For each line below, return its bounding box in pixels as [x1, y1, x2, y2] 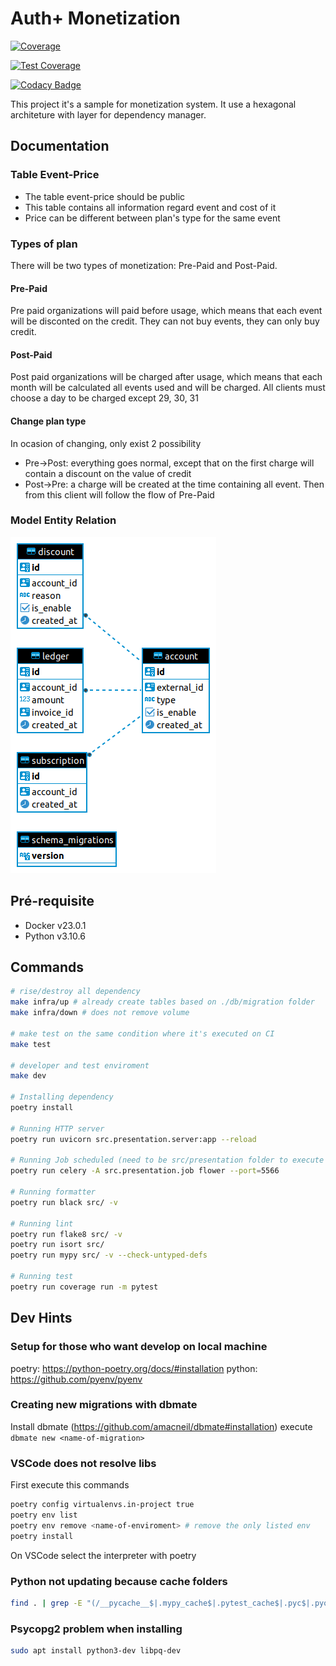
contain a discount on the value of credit [24, 467, 192, 479]
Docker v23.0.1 [24, 919, 87, 931]
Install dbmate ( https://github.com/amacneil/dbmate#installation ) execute [10, 1420, 313, 1432]
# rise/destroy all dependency [10, 987, 141, 997]
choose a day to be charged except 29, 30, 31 [10, 392, 199, 404]
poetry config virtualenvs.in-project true [10, 1500, 195, 1510]
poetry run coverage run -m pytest [10, 1282, 159, 1292]
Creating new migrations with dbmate [10, 1398, 198, 1412]
